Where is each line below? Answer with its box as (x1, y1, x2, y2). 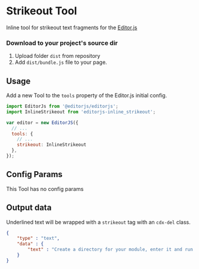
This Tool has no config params (6, 185, 84, 192)
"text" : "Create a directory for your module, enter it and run (27, 246, 194, 253)
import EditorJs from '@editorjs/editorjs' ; (6, 103, 119, 110)
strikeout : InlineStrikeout (17, 142, 86, 148)
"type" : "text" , (17, 236, 60, 242)
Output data (6, 203, 52, 213)
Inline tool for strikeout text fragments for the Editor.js (6, 24, 138, 31)
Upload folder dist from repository (14, 52, 101, 60)
